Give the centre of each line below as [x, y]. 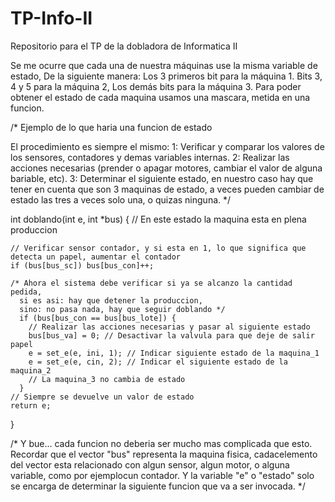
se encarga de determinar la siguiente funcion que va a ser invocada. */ [158, 486]
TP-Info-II [51, 18]
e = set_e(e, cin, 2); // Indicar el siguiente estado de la [158, 362]
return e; [31, 405]
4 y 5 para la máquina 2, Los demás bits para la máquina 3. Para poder [156, 86]
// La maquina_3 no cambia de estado [107, 379]
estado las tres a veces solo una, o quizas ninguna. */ [121, 199]
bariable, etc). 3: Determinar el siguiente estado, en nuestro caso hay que [162, 178]
